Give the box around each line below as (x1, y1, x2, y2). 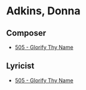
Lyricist (6, 61, 35, 71)
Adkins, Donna (6, 4, 81, 18)
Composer (6, 28, 47, 38)
